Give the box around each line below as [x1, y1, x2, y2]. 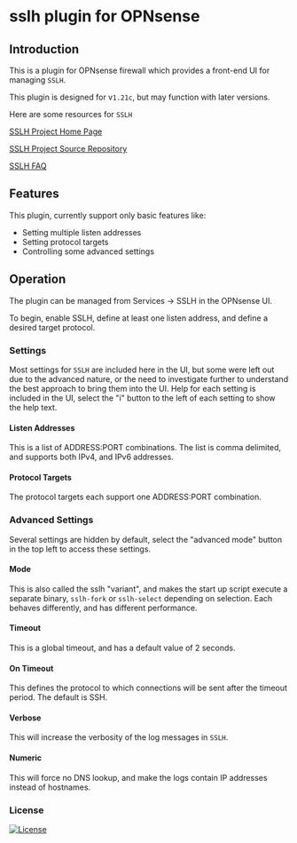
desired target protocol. [9, 322, 96, 332]
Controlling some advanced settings [21, 246, 155, 257]
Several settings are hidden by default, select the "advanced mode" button [9, 534, 283, 545]
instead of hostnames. [9, 782, 91, 792]
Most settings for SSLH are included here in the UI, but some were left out [9, 364, 275, 375]
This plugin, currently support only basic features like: [9, 210, 207, 220]
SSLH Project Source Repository [9, 144, 128, 154]
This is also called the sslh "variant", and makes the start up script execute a [9, 584, 288, 594]
